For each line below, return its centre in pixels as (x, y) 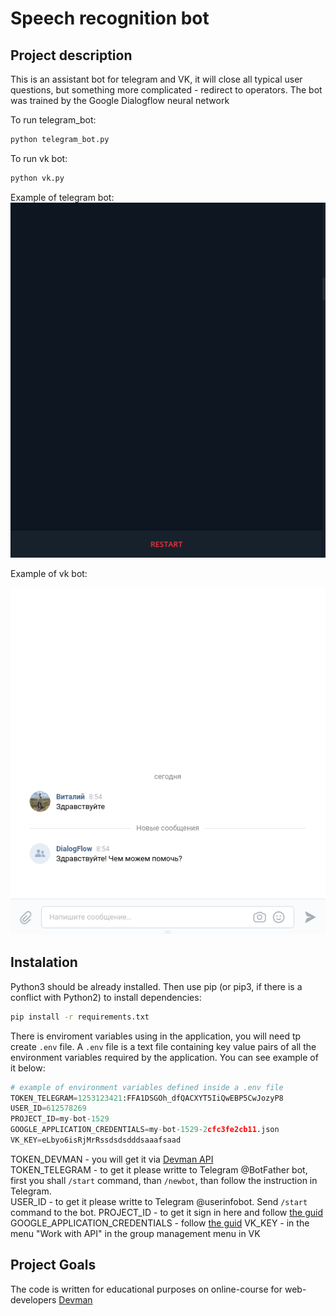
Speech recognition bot (110, 18)
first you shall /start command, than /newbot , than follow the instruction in (164, 1180)
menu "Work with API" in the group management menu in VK (135, 1233)
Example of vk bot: (49, 574)
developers (33, 1299)
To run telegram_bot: (53, 120)
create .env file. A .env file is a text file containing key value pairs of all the (163, 1046)
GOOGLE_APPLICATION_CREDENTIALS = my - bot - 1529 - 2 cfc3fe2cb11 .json (145, 1130)
